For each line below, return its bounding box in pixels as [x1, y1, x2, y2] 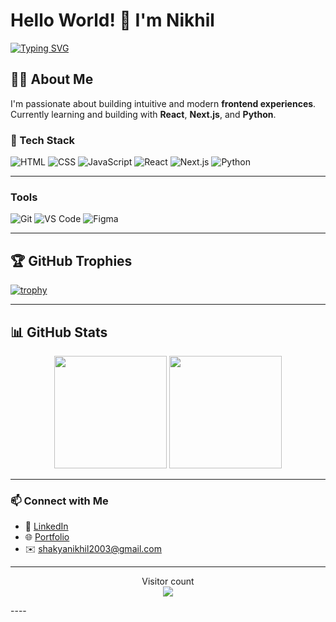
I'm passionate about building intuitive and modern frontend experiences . [10, 97, 317, 109]
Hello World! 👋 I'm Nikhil [10, 9, 215, 32]
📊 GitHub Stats [10, 324, 108, 341]
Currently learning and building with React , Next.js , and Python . [10, 108, 277, 120]
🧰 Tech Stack [10, 133, 76, 147]
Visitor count [141, 575, 195, 588]
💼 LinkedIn [24, 520, 69, 533]
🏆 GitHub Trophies [10, 252, 133, 269]
